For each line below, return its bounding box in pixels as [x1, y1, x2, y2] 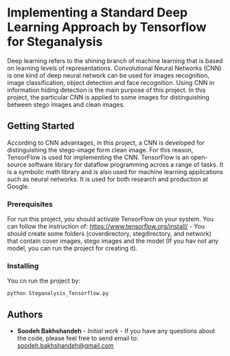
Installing [7, 261, 39, 270]
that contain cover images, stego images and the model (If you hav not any [7, 237, 219, 245]
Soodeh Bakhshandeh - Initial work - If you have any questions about [16, 327, 216, 335]
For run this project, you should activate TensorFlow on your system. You [7, 215, 214, 224]
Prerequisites [7, 199, 53, 209]
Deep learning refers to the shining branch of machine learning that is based [7, 56, 223, 64]
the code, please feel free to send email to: [16, 334, 139, 342]
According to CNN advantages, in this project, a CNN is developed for [7, 139, 205, 147]
